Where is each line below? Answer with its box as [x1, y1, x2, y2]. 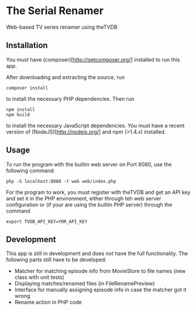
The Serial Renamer [6, 4, 104, 18]
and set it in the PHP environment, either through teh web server [6, 195, 161, 202]
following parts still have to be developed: [6, 256, 107, 263]
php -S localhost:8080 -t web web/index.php [6, 178, 116, 184]
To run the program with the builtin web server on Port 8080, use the [6, 161, 172, 168]
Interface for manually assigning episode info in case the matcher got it [14, 286, 187, 294]
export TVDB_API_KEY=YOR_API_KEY [6, 219, 88, 224]
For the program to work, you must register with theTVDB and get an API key [6, 189, 191, 196]
